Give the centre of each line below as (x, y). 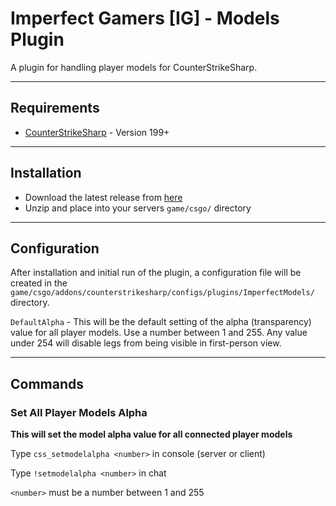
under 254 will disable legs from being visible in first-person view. (146, 343)
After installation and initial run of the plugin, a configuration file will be (156, 273)
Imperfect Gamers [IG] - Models (145, 18)
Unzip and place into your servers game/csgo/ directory (138, 208)
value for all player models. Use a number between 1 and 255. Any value (159, 333)
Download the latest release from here (103, 197)
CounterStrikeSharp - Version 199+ (97, 132)
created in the (39, 283)
